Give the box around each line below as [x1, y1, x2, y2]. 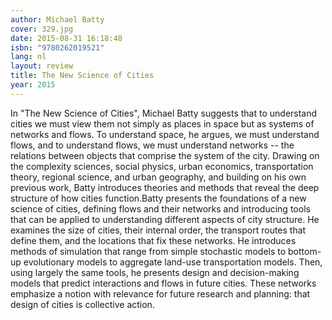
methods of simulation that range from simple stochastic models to [10, 245, 287, 257]
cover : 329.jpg [10, 24, 74, 34]
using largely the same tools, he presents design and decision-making [10, 266, 300, 278]
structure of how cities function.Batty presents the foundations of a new [10, 192, 307, 204]
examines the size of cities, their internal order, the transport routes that [10, 224, 307, 236]
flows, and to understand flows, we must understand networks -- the [10, 139, 295, 151]
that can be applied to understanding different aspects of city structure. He [10, 213, 320, 225]
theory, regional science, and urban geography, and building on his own [10, 171, 307, 183]
